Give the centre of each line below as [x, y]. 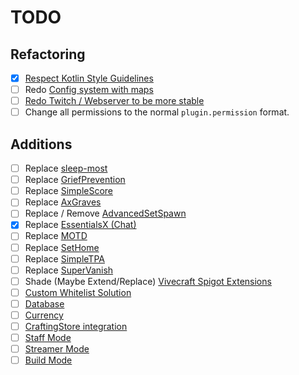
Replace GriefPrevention [75, 180]
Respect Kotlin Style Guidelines [89, 78]
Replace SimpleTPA [64, 258]
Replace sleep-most [66, 168]
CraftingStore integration [76, 326]
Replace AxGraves [63, 202]
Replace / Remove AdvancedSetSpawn [105, 213]
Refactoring [48, 54]
